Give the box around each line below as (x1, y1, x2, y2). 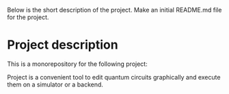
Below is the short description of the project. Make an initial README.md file (7, 6, 222, 14)
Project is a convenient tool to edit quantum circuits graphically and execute (7, 73, 221, 81)
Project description (7, 37, 118, 53)
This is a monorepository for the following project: (7, 60, 148, 68)
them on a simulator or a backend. (7, 80, 104, 89)
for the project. (7, 13, 49, 21)
